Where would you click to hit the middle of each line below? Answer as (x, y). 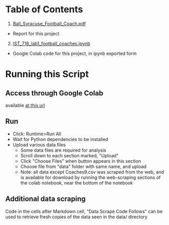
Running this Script (47, 74)
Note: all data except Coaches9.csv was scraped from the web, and (92, 172)
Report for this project (36, 33)
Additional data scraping (45, 199)
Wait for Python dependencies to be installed (60, 139)
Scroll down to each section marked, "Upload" (70, 155)
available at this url (25, 105)
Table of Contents (44, 9)
